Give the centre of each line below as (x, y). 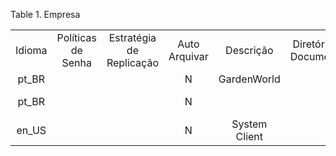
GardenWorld (249, 79)
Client (249, 136)
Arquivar (188, 56)
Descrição (249, 50)
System (249, 124)
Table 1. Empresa (45, 14)
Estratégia (132, 37)
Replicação (132, 62)
